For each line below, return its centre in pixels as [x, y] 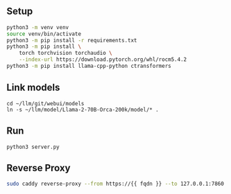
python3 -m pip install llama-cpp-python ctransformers [89, 66]
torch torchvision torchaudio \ [66, 53]
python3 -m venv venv [38, 27]
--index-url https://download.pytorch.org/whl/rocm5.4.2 [103, 60]
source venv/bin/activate [44, 34]
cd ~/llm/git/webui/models [45, 103]
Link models [33, 88]
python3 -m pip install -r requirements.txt [72, 40]
